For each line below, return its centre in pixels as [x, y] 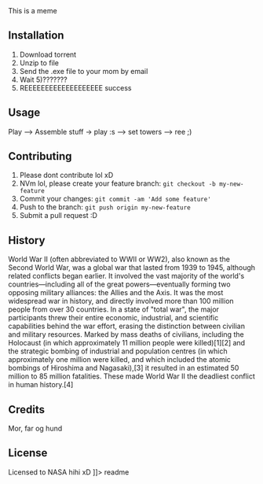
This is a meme [33, 11]
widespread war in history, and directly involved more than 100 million [121, 301]
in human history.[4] [41, 385]
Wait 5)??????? [44, 79]
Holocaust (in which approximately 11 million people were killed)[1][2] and [127, 343]
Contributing [40, 156]
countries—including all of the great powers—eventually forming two [119, 284]
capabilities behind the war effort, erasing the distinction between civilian [127, 326]
